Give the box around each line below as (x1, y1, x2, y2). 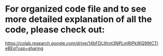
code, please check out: (5, 24, 105, 35)
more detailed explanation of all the (5, 14, 152, 25)
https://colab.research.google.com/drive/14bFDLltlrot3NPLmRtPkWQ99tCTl (5, 40, 159, 46)
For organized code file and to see (5, 3, 146, 15)
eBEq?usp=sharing (5, 45, 44, 51)
